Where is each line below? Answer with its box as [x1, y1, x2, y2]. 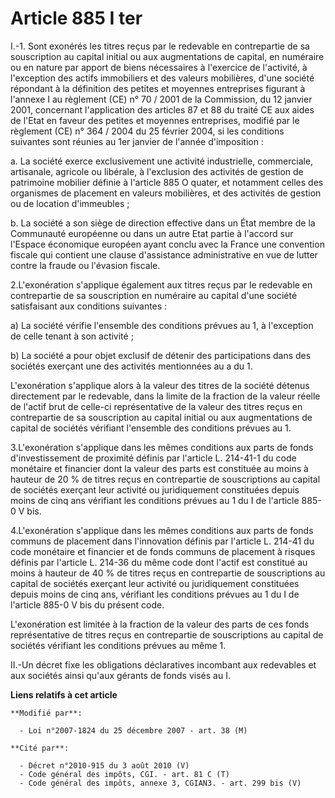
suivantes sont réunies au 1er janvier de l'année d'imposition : [10, 135, 264, 147]
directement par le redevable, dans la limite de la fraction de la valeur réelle [10, 390, 321, 402]
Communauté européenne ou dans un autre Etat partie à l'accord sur [10, 227, 294, 239]
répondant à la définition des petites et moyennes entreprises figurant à [10, 82, 306, 94]
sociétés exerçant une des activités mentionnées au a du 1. [10, 360, 253, 372]
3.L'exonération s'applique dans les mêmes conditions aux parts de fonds [10, 441, 314, 453]
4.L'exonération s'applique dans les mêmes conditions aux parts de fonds [10, 524, 314, 536]
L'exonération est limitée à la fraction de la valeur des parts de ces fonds [10, 618, 310, 630]
